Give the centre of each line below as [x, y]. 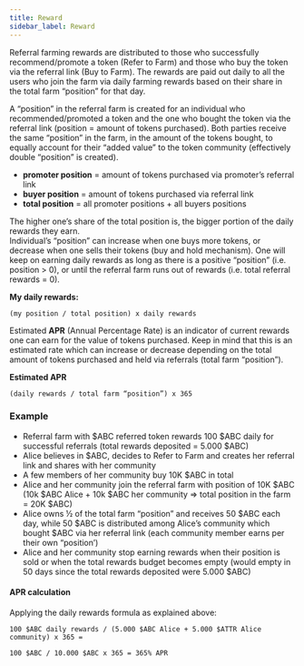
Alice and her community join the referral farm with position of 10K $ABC [158, 484]
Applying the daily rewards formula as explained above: [113, 612]
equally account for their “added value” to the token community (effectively [150, 147]
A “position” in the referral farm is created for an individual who [127, 108]
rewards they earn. [44, 231]
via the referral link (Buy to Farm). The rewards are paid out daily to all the [147, 71]
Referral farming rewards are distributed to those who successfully [134, 52]
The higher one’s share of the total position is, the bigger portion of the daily [152, 221]
